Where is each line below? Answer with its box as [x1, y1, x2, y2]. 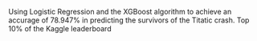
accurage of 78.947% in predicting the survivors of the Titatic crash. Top [8, 15, 250, 25]
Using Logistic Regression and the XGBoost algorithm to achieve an [8, 7, 232, 16]
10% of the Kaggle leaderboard [8, 24, 112, 33]
